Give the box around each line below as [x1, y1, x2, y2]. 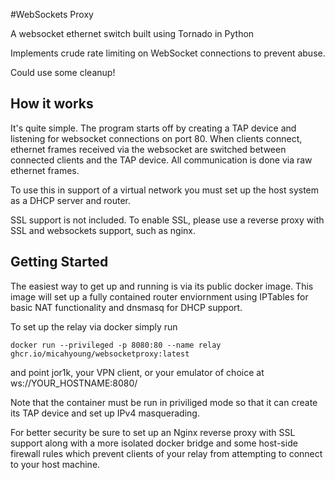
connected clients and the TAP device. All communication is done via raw [10, 154, 313, 166]
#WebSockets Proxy [10, 9, 94, 20]
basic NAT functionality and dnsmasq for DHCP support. [10, 301, 243, 313]
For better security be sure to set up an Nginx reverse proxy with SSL [10, 426, 296, 438]
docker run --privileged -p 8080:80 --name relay [10, 340, 222, 350]
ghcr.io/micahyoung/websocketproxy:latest [10, 349, 190, 359]
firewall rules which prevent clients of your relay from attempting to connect [10, 447, 323, 459]
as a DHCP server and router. [10, 194, 131, 206]
